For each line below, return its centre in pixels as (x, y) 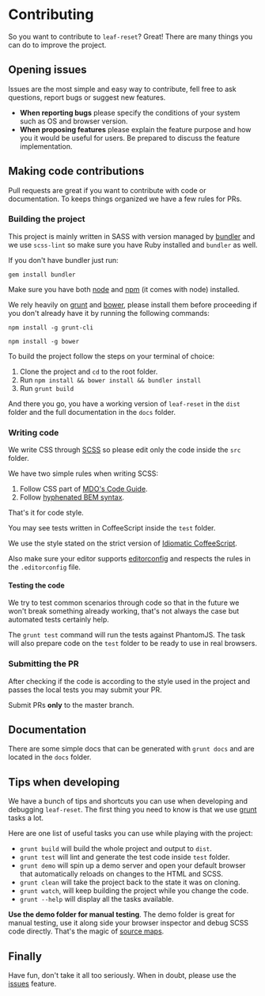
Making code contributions (76, 171)
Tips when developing (64, 782)
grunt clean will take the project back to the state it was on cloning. (130, 882)
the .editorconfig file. (45, 567)
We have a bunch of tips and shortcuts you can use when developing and (128, 801)
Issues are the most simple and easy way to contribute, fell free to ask (122, 89)
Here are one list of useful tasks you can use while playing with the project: (131, 834)
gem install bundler (42, 275)
